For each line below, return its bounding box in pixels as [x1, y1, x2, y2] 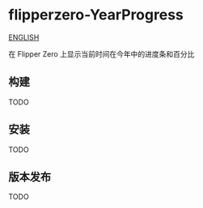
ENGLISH [8, 32, 40, 42]
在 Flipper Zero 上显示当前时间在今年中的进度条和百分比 [8, 49, 195, 58]
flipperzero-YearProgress [8, 6, 184, 24]
